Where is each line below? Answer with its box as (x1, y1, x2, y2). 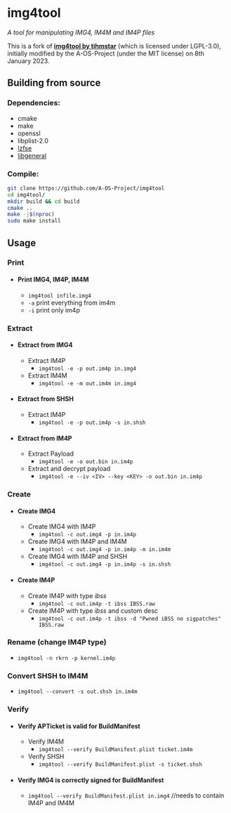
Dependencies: (7, 98, 61, 108)
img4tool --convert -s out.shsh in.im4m (17, 688, 138, 696)
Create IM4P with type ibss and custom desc (27, 606, 159, 615)
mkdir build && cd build (7, 198, 80, 205)
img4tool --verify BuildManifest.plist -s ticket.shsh (38, 761, 202, 768)
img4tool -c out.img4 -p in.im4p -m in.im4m (38, 546, 171, 553)
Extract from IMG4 (17, 341, 73, 349)
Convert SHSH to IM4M (7, 670, 88, 680)
